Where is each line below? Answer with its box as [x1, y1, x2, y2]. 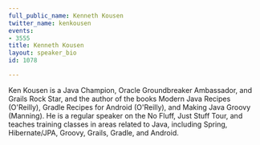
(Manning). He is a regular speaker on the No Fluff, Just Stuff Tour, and [8, 111, 243, 120]
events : [8, 26, 35, 34]
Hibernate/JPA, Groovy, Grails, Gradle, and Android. [8, 127, 179, 137]
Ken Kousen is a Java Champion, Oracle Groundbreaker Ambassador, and [8, 85, 253, 95]
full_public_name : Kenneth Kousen [8, 11, 124, 20]
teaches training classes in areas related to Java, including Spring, [8, 119, 228, 129]
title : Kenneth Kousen [8, 42, 84, 50]
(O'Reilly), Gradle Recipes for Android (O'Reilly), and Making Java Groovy [8, 102, 251, 112]
